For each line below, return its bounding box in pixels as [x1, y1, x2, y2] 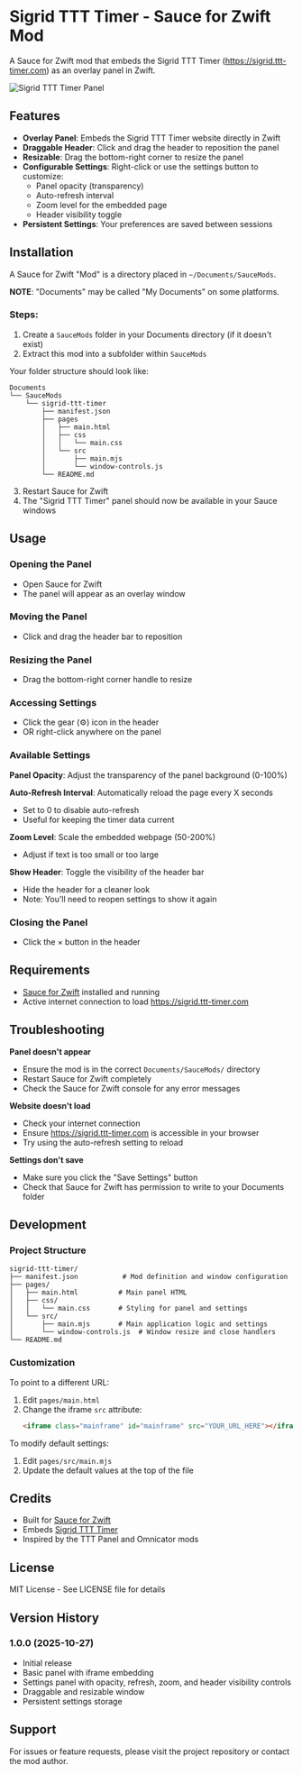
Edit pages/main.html [22, 1395, 101, 1405]
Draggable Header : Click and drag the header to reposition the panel [22, 142, 279, 152]
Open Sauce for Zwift [22, 579, 102, 590]
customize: [22, 170, 64, 181]
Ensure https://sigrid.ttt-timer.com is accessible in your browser [22, 1127, 260, 1138]
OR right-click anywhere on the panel [22, 727, 162, 737]
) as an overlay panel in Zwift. [46, 65, 156, 76]
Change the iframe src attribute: [22, 1404, 142, 1414]
